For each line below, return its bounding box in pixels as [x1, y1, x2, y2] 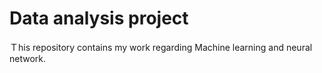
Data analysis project [9, 7, 189, 30]
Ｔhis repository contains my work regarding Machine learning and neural [9, 41, 313, 53]
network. [9, 52, 47, 64]
